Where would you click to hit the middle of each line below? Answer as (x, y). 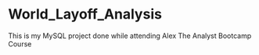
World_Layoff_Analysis (85, 14)
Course (20, 43)
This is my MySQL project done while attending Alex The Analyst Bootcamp (130, 36)
